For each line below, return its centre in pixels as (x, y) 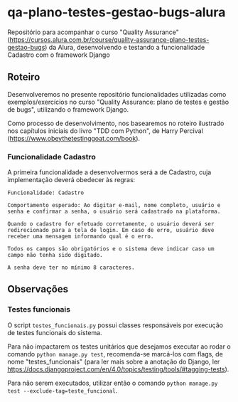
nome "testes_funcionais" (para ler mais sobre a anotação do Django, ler (114, 361)
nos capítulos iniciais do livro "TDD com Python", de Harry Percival (106, 131)
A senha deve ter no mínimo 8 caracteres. (71, 268)
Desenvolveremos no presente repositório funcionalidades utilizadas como (117, 94)
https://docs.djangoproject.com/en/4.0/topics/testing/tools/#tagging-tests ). (118, 369)
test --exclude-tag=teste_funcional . (63, 390)
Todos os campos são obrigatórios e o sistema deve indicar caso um (111, 249)
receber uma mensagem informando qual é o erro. (81, 237)
